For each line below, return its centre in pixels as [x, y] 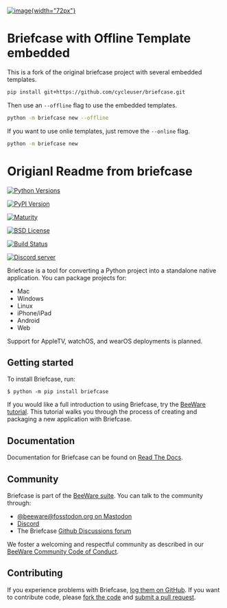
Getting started [40, 363]
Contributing [35, 573]
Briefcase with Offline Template [99, 39]
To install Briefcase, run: [41, 379]
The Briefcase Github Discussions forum [74, 531]
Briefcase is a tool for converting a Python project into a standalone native [112, 270]
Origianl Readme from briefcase [100, 171]
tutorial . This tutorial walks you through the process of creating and [102, 412]
